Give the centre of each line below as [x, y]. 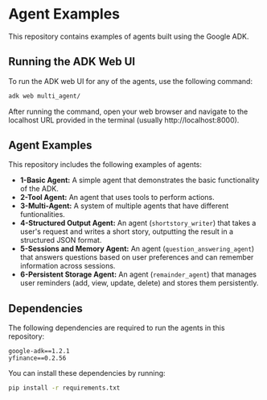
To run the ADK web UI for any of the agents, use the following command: [131, 81]
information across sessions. [68, 266]
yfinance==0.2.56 [37, 358]
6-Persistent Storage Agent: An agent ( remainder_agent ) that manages [138, 274]
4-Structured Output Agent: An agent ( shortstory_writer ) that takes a [138, 223]
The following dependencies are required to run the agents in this [117, 328]
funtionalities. [43, 215]
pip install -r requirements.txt [64, 388]
